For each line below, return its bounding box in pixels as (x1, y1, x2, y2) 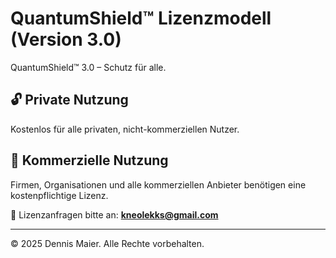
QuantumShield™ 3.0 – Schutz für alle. (10, 61, 167, 73)
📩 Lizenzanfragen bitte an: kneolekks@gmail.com (10, 208, 219, 221)
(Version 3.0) (10, 28, 122, 51)
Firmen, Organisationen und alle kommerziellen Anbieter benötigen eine (10, 178, 307, 191)
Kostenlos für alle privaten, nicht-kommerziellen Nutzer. (10, 123, 240, 135)
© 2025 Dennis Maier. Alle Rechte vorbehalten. (10, 237, 205, 249)
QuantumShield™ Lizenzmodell (10, 7, 272, 30)
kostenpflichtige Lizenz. (10, 189, 109, 201)
